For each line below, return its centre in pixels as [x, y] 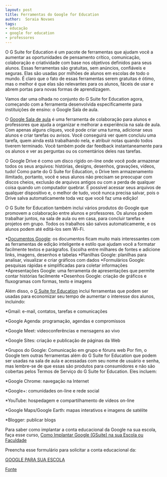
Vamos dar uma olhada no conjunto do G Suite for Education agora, [74, 99]
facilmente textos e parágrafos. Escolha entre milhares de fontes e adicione [83, 249]
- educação [16, 29]
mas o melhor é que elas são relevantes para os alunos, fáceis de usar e [79, 84]
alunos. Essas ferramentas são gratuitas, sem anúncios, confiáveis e [76, 68]
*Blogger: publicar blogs [31, 420]
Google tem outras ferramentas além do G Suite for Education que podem [81, 355]
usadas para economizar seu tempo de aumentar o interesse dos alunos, [80, 296]
